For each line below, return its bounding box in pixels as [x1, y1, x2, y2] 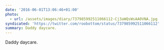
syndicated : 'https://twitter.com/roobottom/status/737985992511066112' [5, 21, 160, 26]
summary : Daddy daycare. [5, 26, 57, 31]
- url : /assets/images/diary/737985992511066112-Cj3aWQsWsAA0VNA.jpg [9, 16, 157, 21]
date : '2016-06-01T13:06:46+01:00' [5, 7, 79, 12]
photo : [5, 12, 19, 17]
